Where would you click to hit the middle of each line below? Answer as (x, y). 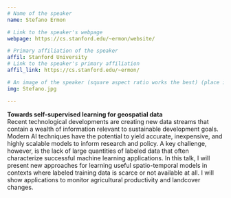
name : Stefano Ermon (37, 20)
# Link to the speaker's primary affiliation (73, 64)
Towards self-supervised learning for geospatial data (85, 114)
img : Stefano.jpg (32, 89)
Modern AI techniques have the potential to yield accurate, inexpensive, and (115, 136)
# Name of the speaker (40, 13)
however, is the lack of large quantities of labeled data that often (98, 151)
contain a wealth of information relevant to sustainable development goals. (113, 129)
